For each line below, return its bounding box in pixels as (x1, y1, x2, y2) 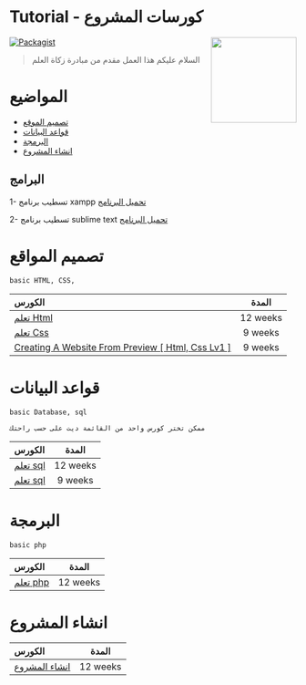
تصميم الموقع (22, 116, 69, 127)
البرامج (9, 171, 45, 188)
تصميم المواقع (9, 245, 105, 266)
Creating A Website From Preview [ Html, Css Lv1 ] (14, 340, 232, 353)
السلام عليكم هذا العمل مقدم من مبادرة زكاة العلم (31, 54, 200, 65)
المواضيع (9, 87, 68, 107)
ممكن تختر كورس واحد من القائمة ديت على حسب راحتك (9, 423, 206, 432)
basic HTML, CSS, (9, 275, 76, 285)
